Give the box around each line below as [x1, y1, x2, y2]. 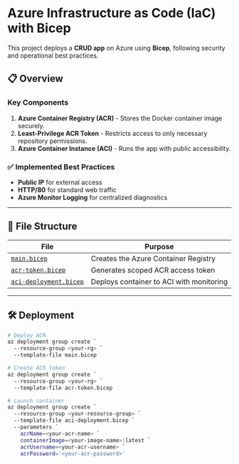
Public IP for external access [17, 178, 102, 186]
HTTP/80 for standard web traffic [17, 185, 117, 194]
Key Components [7, 97, 69, 107]
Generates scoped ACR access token [90, 265, 216, 275]
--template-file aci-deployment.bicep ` [14, 417, 135, 424]
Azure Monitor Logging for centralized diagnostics [17, 193, 168, 201]
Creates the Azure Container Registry [90, 253, 216, 263]
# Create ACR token [7, 364, 65, 371]
